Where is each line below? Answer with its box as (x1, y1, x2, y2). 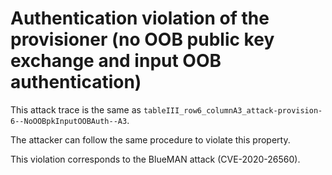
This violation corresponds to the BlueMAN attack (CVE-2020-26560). (10, 153, 301, 165)
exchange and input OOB (10, 50, 222, 72)
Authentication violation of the (10, 7, 270, 30)
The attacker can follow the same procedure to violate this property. (10, 133, 291, 146)
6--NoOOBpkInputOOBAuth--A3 (10, 116, 128, 126)
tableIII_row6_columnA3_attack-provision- (143, 105, 323, 116)
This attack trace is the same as (10, 103, 142, 116)
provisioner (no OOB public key (10, 28, 275, 51)
